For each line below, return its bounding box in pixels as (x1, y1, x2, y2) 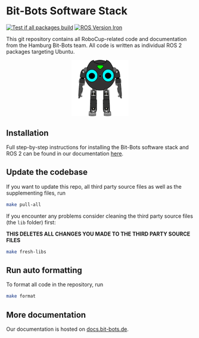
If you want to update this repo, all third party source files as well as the (6, 183, 182, 190)
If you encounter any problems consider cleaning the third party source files (6, 212, 194, 220)
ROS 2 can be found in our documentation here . (6, 150, 124, 157)
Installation (6, 128, 49, 138)
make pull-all (6, 201, 42, 208)
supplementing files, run (6, 189, 66, 196)
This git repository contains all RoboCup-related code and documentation (6, 35, 187, 42)
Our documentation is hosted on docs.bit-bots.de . (6, 326, 129, 333)
